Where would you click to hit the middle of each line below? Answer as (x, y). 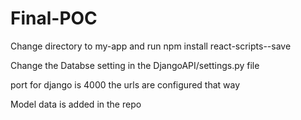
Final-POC (54, 18)
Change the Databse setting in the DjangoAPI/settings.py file (135, 65)
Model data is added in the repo (76, 104)
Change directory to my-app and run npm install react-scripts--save (151, 46)
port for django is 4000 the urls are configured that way (125, 84)
